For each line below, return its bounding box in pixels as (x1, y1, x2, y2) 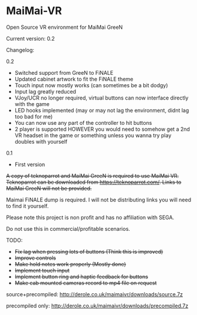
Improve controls (14, 254, 56, 261)
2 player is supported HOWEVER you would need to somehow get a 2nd (14, 125, 191, 132)
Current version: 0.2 (6, 35, 55, 42)
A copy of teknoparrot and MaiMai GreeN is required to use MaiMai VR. (6, 172, 179, 179)
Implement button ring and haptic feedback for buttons (14, 273, 149, 280)
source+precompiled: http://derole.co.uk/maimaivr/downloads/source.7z (6, 290, 183, 298)
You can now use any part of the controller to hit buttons (14, 119, 152, 126)
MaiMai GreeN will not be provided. (6, 184, 92, 192)
